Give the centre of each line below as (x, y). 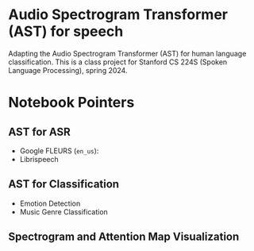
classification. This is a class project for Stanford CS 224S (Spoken (118, 62)
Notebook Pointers (71, 103)
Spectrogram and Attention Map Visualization (124, 237)
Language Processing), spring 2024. (68, 70)
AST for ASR (40, 131)
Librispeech (39, 159)
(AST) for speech (66, 31)
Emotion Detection (50, 203)
